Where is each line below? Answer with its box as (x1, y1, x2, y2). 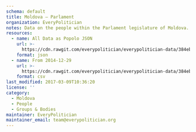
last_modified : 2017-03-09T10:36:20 (6, 79, 95, 85)
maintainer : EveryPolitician (6, 112, 77, 117)
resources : (6, 30, 33, 36)
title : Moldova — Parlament (6, 14, 75, 20)
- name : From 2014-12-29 (11, 57, 72, 63)
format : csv (16, 74, 45, 79)
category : (6, 90, 30, 96)
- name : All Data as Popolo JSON (11, 36, 93, 41)
